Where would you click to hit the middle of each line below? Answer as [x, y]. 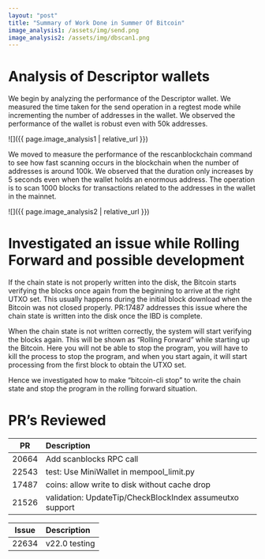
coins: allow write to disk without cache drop [128, 485]
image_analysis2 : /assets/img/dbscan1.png [79, 38]
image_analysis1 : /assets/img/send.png [74, 30]
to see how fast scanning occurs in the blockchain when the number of [123, 163]
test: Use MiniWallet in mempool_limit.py [120, 472]
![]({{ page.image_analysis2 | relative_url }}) [79, 212]
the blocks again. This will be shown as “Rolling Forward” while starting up [129, 340]
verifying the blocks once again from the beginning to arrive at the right [124, 291]
